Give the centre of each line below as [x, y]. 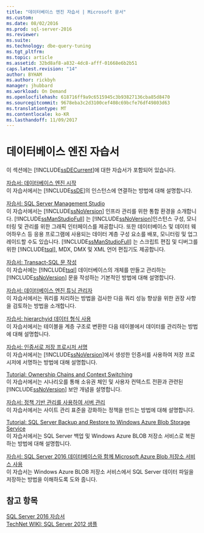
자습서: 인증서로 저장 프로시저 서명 [47, 347]
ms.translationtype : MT [37, 108]
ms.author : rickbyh [31, 80]
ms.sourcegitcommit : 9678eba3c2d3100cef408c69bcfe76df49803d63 [88, 103]
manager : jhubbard [30, 86]
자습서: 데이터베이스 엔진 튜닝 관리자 [49, 291]
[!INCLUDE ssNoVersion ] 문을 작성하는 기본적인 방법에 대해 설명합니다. [91, 278]
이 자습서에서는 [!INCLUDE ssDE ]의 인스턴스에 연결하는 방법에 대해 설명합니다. [100, 190]
